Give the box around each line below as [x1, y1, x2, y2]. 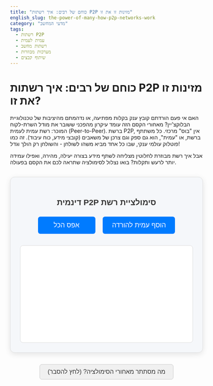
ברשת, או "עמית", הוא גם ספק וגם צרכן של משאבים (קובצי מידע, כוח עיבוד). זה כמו [10, 133, 201, 141]
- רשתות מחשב [15, 43, 47, 50]
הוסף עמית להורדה [111, 221, 166, 229]
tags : [10, 26, 24, 32]
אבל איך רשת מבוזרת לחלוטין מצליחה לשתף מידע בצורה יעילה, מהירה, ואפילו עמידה [10, 152, 203, 159]
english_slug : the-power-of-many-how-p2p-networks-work [10, 15, 155, 21]
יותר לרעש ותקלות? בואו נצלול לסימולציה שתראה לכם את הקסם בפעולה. [10, 158, 177, 166]
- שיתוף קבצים [15, 54, 46, 61]
